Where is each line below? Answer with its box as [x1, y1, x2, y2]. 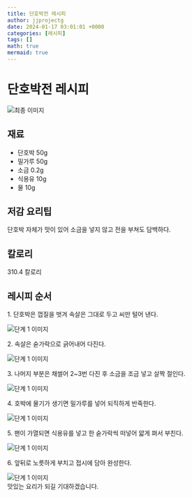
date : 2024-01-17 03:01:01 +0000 [7, 23, 105, 30]
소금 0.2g [17, 166, 44, 174]
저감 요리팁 [7, 206, 52, 217]
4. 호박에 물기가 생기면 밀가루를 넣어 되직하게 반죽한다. [7, 399, 156, 408]
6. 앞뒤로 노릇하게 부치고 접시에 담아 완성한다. [7, 459, 132, 467]
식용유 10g [17, 174, 47, 182]
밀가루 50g [17, 157, 48, 165]
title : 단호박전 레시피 [7, 10, 66, 17]
